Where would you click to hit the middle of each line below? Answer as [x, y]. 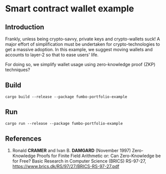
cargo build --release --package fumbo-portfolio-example [66, 97]
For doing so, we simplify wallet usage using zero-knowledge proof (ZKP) [80, 64]
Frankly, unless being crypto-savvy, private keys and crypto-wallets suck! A [83, 39]
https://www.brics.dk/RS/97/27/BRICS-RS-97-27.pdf [66, 167]
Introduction [25, 27]
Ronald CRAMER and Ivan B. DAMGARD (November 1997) [72, 151]
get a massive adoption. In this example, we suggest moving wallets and [79, 49]
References [23, 139]
